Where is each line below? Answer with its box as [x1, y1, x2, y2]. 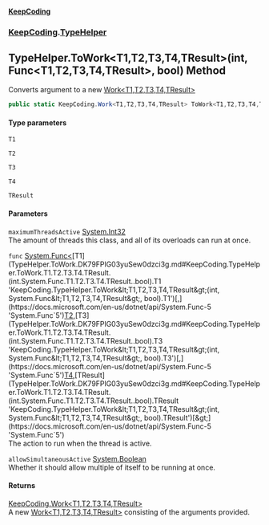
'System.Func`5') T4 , [8, 370, 75, 380]
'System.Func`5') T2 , [8, 310, 76, 320]
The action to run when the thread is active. [8, 438, 152, 448]
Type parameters [8, 117, 67, 128]
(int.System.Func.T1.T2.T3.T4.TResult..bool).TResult [8, 396, 179, 405]
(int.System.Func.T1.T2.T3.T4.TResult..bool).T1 [8, 276, 162, 286]
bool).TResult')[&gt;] [143, 413, 211, 422]
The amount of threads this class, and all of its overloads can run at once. [8, 235, 251, 245]
